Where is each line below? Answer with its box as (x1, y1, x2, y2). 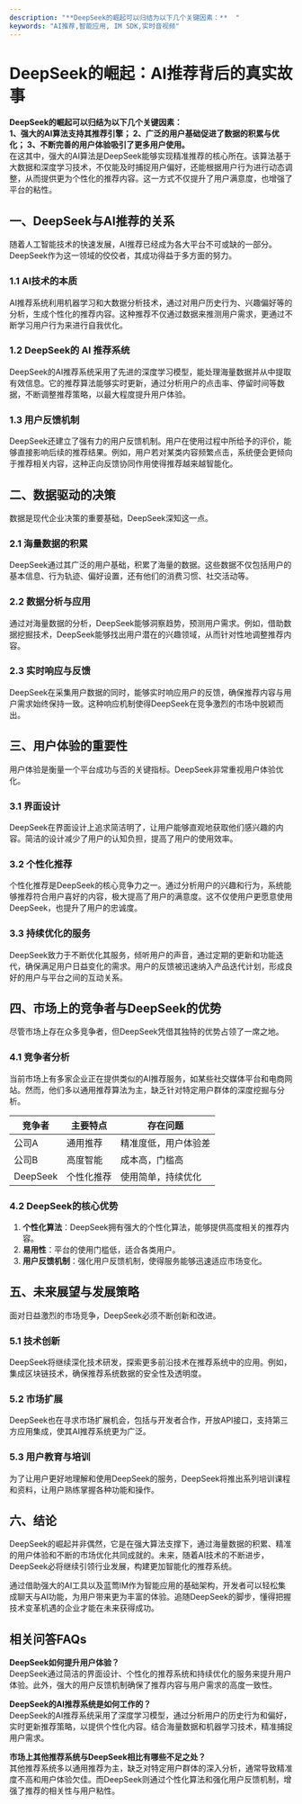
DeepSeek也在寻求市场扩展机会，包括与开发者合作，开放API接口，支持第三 (9, 1414, 289, 1426)
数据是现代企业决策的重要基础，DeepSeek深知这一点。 (9, 512, 213, 523)
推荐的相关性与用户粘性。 (24, 1785, 120, 1796)
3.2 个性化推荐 (9, 857, 73, 870)
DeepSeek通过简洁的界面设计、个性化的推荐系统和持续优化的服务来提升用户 (9, 1668, 292, 1679)
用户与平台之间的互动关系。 (24, 972, 128, 983)
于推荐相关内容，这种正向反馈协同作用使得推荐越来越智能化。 (9, 458, 238, 469)
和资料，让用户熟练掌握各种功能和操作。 (9, 1484, 159, 1494)
